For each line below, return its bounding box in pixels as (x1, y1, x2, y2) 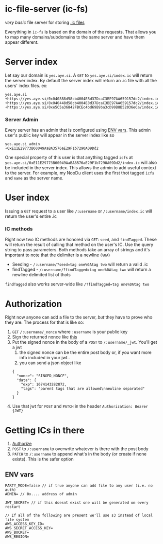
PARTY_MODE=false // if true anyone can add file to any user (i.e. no (5, 483, 153, 488)
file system (5, 517, 29, 522)
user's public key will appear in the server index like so (5, 132, 115, 138)
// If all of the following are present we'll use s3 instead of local (5, 513, 153, 518)
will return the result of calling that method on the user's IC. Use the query (5, 242, 154, 247)
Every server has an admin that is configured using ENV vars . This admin (5, 127, 151, 133)
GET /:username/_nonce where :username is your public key (12, 329, 128, 335)
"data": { (16, 378, 36, 383)
